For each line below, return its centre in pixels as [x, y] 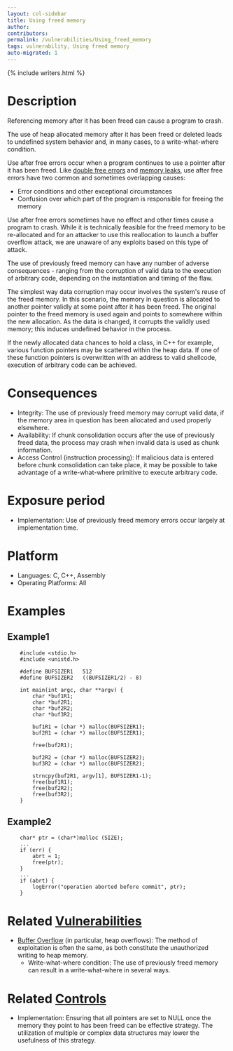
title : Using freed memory [47, 20]
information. [35, 450]
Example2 [29, 822]
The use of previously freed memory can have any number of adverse [108, 263]
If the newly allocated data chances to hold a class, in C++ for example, [111, 342]
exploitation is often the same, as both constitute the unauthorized [113, 948]
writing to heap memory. [53, 956]
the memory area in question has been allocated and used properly [114, 420]
